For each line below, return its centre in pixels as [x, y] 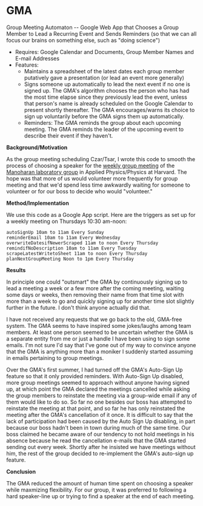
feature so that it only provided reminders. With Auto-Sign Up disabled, [95, 376]
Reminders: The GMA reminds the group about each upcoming [102, 122]
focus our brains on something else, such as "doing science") [83, 40]
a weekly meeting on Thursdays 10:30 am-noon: [67, 221]
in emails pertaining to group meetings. [55, 358]
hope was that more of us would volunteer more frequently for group [92, 178]
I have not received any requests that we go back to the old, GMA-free [94, 319]
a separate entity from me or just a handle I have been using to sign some [98, 338]
